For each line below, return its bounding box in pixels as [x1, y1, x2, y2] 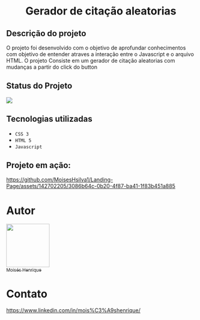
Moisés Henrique [6, 267, 42, 273]
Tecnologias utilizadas [6, 114, 92, 124]
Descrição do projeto [6, 28, 86, 39]
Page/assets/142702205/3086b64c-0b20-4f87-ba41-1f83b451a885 [6, 183, 176, 190]
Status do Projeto [6, 81, 73, 91]
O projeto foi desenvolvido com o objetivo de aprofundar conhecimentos [6, 44, 186, 51]
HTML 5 [14, 137, 32, 143]
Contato [6, 287, 48, 301]
